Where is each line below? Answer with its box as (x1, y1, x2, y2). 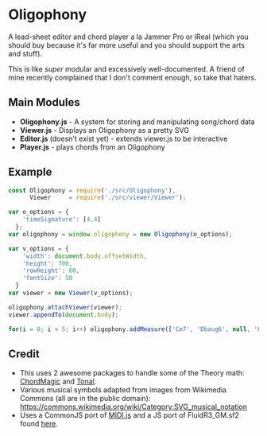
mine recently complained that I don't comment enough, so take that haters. (8, 72, 257, 82)
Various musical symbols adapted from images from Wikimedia (19, 385, 226, 395)
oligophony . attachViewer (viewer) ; (8, 303, 123, 311)
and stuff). (8, 49, 42, 58)
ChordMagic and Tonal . (19, 376, 97, 387)
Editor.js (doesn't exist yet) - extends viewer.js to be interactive (19, 134, 228, 143)
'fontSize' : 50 (22, 274, 73, 282)
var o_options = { (8, 208, 69, 216)
